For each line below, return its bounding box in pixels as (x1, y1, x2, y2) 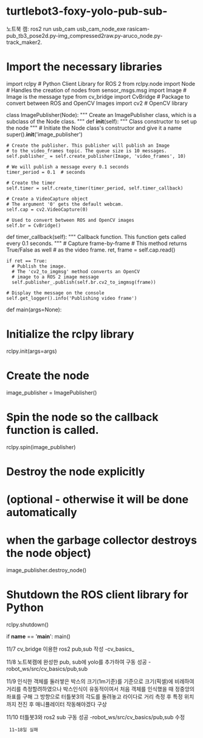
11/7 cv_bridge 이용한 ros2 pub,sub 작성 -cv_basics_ (6, 645, 135, 653)
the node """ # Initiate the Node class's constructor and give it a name (6, 124, 182, 132)
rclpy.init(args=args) (6, 347, 57, 355)
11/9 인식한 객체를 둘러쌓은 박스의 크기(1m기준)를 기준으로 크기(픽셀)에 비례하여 (6, 678, 194, 685)
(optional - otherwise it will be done (6, 492, 189, 506)
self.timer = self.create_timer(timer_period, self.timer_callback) (6, 185, 184, 191)
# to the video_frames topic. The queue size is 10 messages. (6, 147, 167, 154)
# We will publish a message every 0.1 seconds (6, 163, 129, 170)
